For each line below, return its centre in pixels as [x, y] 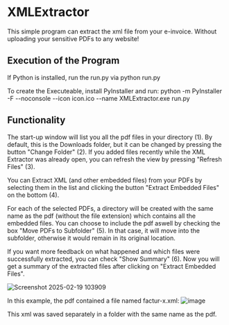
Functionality [36, 120]
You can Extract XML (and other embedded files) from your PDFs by [105, 180]
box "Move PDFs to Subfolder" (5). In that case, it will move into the [103, 230]
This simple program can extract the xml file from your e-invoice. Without [112, 31]
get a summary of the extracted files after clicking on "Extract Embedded [112, 266]
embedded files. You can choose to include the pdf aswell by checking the [114, 223]
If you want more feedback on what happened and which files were [103, 251]
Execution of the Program [63, 61]
